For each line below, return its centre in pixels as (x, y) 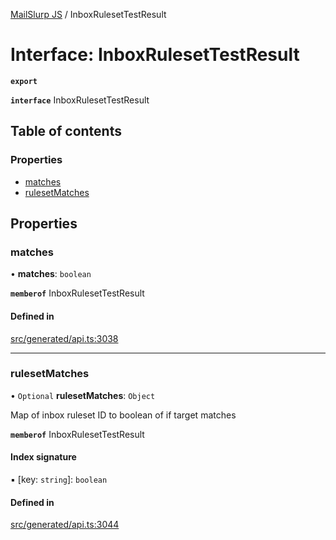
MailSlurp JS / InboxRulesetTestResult (88, 14)
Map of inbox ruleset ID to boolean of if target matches (123, 415)
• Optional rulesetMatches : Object (83, 395)
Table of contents (66, 131)
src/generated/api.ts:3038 (64, 338)
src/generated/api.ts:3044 (65, 525)
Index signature (43, 457)
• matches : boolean (51, 274)
